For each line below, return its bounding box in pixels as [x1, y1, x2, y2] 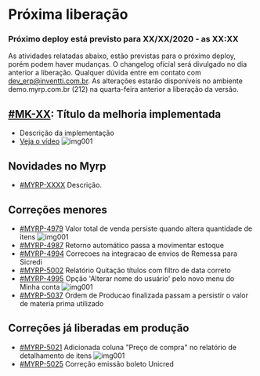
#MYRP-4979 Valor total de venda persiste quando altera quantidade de [19, 224, 253, 233]
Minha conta [19, 282, 60, 291]
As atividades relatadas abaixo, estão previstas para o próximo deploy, [8, 51, 237, 60]
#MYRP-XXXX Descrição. [19, 181, 103, 190]
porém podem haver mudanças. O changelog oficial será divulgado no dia [8, 60, 247, 69]
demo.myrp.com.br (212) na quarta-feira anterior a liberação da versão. [8, 85, 239, 94]
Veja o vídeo [19, 137, 60, 146]
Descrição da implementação [19, 128, 115, 138]
